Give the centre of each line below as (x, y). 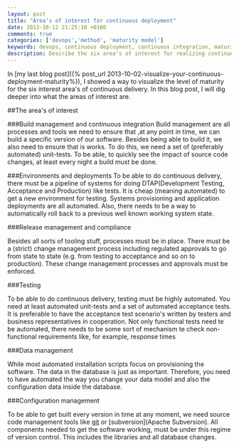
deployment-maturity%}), (45, 81)
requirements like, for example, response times (107, 336)
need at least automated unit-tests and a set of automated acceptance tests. (119, 306)
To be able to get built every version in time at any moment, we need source (119, 414)
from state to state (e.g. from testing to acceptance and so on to (101, 256)
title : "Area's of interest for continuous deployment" (92, 21)
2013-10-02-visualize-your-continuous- (165, 74)
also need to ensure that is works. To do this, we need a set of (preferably (116, 146)
